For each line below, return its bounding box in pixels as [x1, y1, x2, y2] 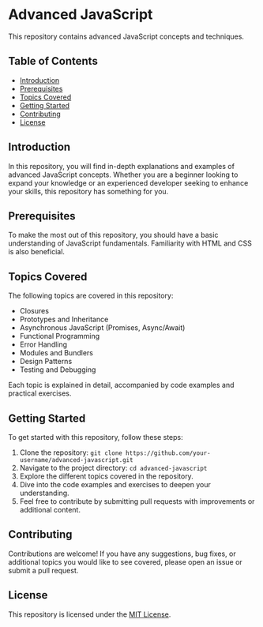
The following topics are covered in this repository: [8, 291, 174, 301]
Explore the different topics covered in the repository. [19, 471, 193, 481]
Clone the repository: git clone [19, 448, 122, 457]
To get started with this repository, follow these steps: [8, 433, 183, 441]
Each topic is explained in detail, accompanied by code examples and [8, 381, 235, 390]
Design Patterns [19, 357, 73, 366]
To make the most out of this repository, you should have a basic [8, 231, 219, 240]
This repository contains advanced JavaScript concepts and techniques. [8, 32, 245, 41]
